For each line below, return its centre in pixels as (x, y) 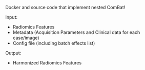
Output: (13, 53)
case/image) (26, 38)
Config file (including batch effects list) (54, 43)
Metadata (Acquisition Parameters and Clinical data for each (76, 32)
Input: (12, 17)
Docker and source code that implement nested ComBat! (65, 7)
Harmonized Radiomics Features (47, 63)
